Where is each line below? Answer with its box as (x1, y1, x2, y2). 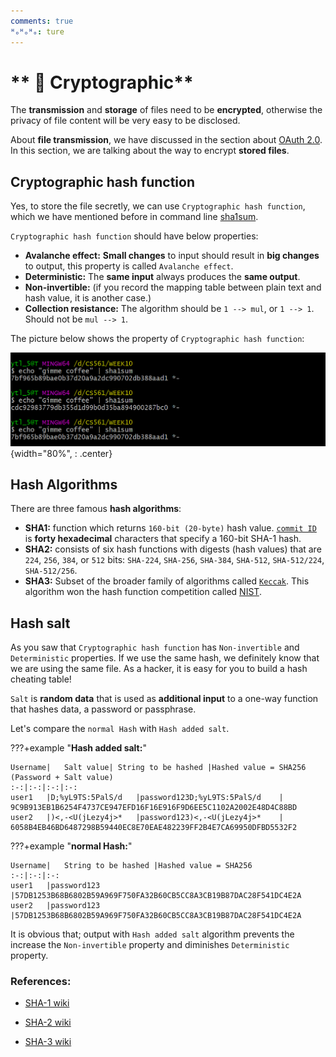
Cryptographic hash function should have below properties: (10, 230, 259, 242)
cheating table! (10, 673, 72, 685)
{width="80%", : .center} (10, 447, 113, 459)
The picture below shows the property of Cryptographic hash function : (10, 333, 305, 345)
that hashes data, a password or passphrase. (10, 703, 197, 715)
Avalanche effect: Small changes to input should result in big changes (24, 250, 320, 262)
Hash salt (10, 615, 71, 632)
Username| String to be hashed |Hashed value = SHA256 (10, 861, 253, 871)
